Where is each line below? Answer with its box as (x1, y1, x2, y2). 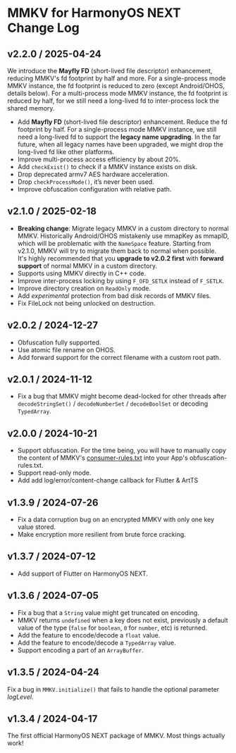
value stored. (17, 523, 56, 531)
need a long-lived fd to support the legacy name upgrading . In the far (17, 132, 221, 141)
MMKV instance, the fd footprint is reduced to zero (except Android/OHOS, (7, 82, 225, 89)
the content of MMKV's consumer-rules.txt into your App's (17, 454, 188, 462)
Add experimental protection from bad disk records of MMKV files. (17, 291, 211, 300)
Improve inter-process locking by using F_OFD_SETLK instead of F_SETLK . (17, 276, 224, 285)
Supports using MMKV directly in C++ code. (17, 269, 147, 278)
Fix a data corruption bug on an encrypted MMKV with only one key (17, 516, 215, 524)
